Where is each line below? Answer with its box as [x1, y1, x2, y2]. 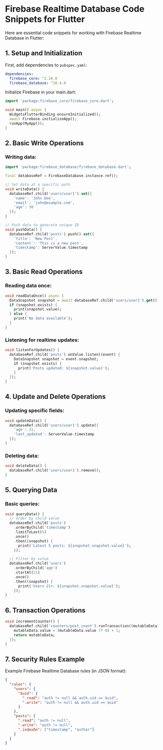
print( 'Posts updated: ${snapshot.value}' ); [17, 366, 110, 371]
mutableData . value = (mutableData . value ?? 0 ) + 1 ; [14, 628, 120, 633]
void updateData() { [5, 418, 47, 423]
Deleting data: [5, 452, 39, 459]
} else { [9, 311, 27, 317]
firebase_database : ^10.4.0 [9, 80, 66, 86]
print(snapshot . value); [14, 307, 62, 312]
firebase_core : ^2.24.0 [9, 76, 57, 81]
